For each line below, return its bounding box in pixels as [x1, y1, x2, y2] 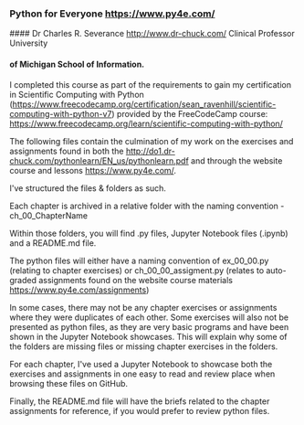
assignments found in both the [9, 145, 124, 156]
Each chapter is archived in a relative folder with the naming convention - [9, 200, 285, 211]
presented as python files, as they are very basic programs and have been [9, 321, 289, 332]
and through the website [190, 154, 283, 166]
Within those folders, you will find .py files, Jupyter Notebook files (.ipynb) [9, 228, 288, 239]
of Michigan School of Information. [9, 58, 145, 69]
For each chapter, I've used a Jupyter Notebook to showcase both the [9, 358, 273, 369]
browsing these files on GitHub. [9, 377, 129, 388]
